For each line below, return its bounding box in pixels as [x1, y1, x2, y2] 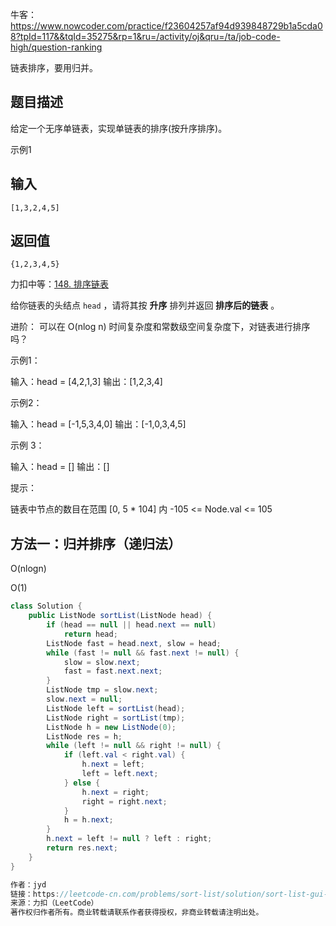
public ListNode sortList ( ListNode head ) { [28, 611, 213, 621]
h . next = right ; [81, 787, 150, 797]
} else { [63, 778, 101, 788]
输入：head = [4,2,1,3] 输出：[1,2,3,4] [10, 376, 163, 388]
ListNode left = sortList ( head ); [46, 703, 186, 713]
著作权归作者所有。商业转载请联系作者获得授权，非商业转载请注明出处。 [10, 908, 264, 918]
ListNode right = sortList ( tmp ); [46, 713, 186, 723]
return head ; [63, 629, 118, 639]
